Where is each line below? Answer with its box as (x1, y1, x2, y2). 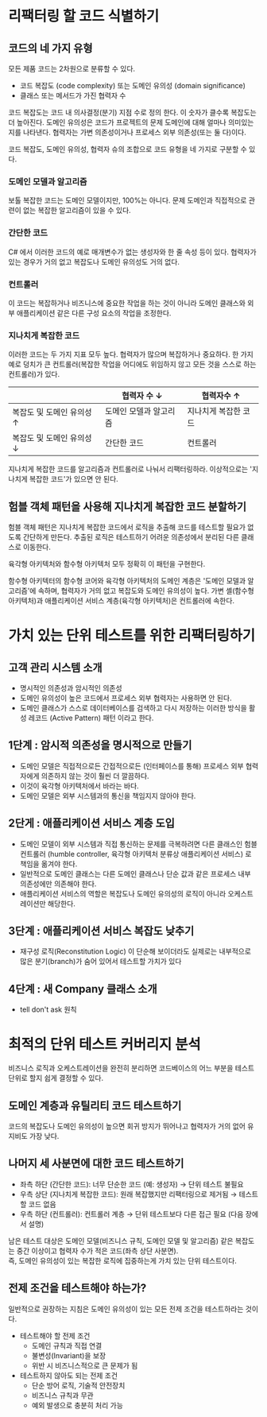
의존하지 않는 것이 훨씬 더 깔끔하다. (41, 771, 149, 780)
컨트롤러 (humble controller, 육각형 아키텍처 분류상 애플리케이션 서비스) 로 (19, 849, 252, 858)
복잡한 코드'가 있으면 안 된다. (29, 474, 119, 484)
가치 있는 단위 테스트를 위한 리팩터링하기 (8, 627, 256, 645)
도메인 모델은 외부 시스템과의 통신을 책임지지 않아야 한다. (19, 791, 196, 800)
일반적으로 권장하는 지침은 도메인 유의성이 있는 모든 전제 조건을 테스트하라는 (8, 1304, 244, 1314)
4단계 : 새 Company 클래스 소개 (8, 982, 157, 996)
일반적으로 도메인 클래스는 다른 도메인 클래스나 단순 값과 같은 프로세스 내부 (19, 869, 252, 878)
